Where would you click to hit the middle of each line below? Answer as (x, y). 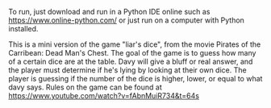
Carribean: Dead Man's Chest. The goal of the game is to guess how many (132, 53)
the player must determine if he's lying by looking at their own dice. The (128, 70)
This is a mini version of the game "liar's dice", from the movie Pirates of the (135, 44)
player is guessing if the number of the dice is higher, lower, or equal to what (135, 79)
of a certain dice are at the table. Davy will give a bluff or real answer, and (131, 61)
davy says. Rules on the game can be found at (85, 87)
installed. (23, 29)
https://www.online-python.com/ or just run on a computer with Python (126, 20)
